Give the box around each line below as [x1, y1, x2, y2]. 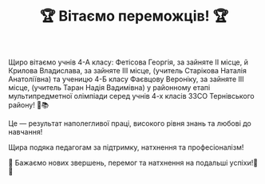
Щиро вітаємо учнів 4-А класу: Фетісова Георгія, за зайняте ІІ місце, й [8, 57, 249, 67]
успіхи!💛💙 [229, 158, 258, 168]
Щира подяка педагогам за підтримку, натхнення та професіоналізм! [8, 143, 244, 152]
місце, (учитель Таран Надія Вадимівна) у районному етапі [8, 83, 211, 92]
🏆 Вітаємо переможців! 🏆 [39, 7, 229, 25]
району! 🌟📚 [8, 100, 49, 110]
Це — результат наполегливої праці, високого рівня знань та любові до [8, 119, 251, 128]
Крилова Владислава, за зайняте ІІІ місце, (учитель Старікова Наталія [8, 66, 247, 76]
